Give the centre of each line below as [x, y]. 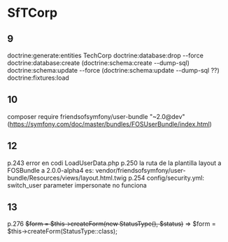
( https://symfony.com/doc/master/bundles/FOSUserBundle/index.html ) [109, 124]
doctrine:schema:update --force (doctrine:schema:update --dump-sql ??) [114, 70]
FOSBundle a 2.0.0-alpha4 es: [51, 170]
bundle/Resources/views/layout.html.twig [67, 178]
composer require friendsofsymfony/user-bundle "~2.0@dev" [96, 116]
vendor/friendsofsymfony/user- [141, 170]
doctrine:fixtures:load [38, 78]
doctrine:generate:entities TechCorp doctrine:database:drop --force [106, 55]
